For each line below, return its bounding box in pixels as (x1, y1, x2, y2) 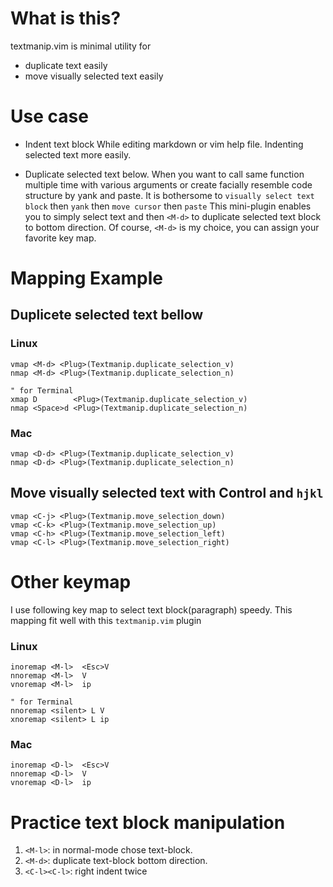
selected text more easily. (24, 148, 132, 161)
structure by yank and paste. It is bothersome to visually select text (24, 189, 315, 201)
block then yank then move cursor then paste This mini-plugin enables (24, 200, 312, 212)
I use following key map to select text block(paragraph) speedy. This (10, 603, 293, 616)
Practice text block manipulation (10, 811, 286, 834)
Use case (10, 105, 89, 128)
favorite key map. (24, 232, 97, 244)
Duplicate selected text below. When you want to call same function (24, 168, 305, 180)
